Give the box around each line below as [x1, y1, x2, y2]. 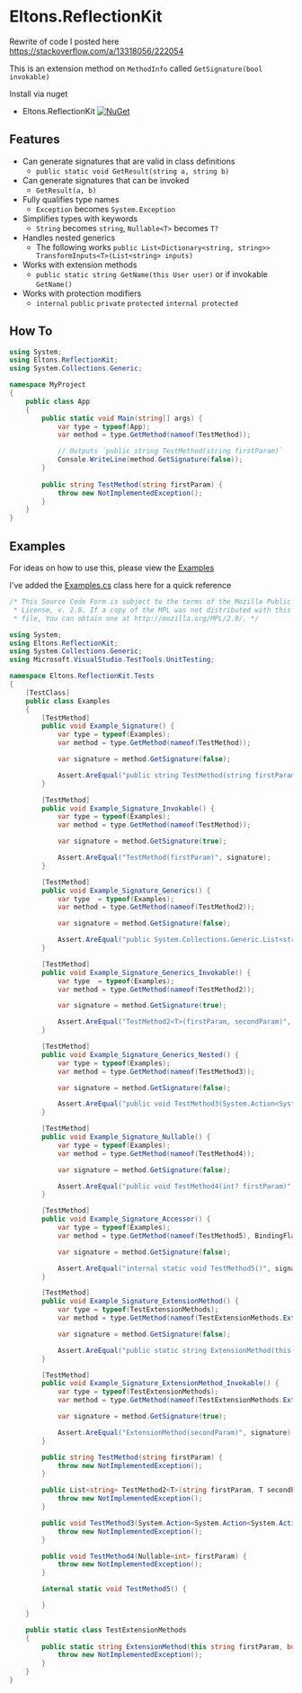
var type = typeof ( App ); [57, 422, 151, 431]
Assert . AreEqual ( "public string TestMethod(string [57, 771, 252, 780]
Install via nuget [9, 88, 68, 99]
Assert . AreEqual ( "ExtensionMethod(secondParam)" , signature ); [57, 1428, 296, 1437]
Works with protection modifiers [22, 288, 142, 299]
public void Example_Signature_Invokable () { [41, 803, 216, 813]
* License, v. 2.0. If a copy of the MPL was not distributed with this [13, 605, 292, 614]
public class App [25, 397, 91, 406]
